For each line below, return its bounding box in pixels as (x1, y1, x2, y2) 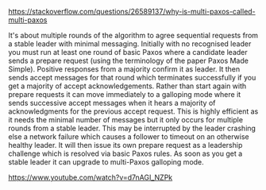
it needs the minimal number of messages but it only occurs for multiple (8, 115, 244, 124)
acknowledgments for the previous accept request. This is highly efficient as (8, 107, 259, 116)
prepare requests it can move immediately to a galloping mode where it (8, 90, 241, 99)
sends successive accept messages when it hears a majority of (8, 99, 216, 107)
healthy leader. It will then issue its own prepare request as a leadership (8, 141, 243, 149)
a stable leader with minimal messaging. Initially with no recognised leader (8, 39, 252, 48)
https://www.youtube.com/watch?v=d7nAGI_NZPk (8, 173, 173, 182)
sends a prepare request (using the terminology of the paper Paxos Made (8, 56, 249, 65)
